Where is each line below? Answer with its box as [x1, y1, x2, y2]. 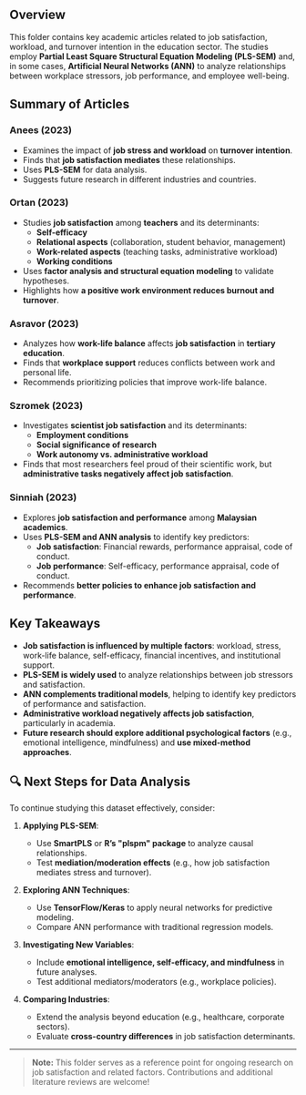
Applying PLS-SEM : [22, 820, 99, 832]
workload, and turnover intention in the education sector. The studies [9, 41, 269, 52]
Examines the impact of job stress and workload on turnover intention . [22, 145, 293, 156]
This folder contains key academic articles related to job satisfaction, [9, 31, 268, 42]
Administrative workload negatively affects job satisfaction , [22, 708, 255, 719]
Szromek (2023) [9, 400, 84, 413]
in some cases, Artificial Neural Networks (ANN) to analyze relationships [9, 60, 287, 71]
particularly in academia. [22, 717, 116, 728]
